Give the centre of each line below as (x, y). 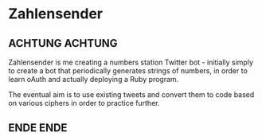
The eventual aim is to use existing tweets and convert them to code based (131, 95)
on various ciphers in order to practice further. (84, 103)
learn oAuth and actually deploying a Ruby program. (94, 79)
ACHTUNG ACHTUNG (63, 43)
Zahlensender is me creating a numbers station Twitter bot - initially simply (131, 62)
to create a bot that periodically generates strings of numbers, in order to (128, 71)
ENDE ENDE (38, 128)
